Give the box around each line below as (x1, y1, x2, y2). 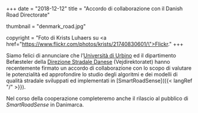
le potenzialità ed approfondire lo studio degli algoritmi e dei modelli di (6, 71, 178, 78)
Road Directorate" (6, 11, 50, 18)
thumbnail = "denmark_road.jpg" (6, 23, 86, 30)
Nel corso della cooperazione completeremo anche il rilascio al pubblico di (6, 95, 189, 102)
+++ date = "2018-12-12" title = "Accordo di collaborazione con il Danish (6, 5, 183, 12)
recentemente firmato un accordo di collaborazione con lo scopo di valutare (6, 64, 191, 72)
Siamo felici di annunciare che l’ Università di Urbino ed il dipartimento (6, 52, 177, 59)
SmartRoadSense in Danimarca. (6, 101, 84, 108)
